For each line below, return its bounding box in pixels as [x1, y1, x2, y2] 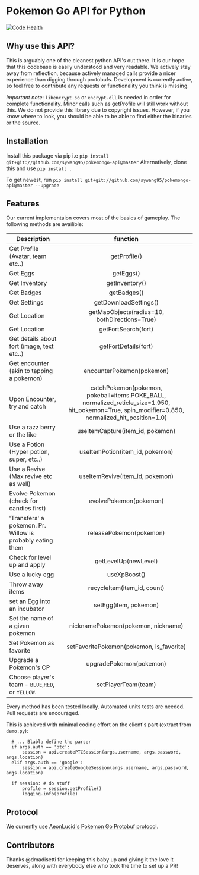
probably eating [9, 537, 53, 545]
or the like [9, 431, 37, 439]
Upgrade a [9, 656, 38, 664]
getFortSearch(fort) [99, 325, 154, 334]
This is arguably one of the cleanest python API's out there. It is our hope [6, 57, 185, 64]
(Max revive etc [9, 472, 53, 481]
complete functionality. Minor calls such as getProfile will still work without [6, 100, 188, 107]
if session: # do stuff [11, 780, 70, 786]
